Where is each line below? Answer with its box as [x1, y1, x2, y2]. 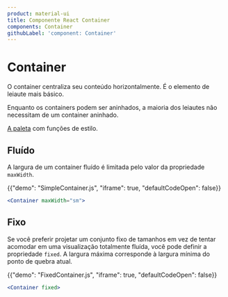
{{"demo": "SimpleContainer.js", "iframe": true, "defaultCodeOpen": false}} [7, 184, 221, 192]
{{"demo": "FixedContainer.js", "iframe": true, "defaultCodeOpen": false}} [7, 271, 218, 279]
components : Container [7, 23, 73, 30]
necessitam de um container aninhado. [7, 111, 119, 119]
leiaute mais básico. [7, 90, 65, 98]
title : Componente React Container [7, 17, 111, 24]
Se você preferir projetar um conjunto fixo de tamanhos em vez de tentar [7, 234, 216, 243]
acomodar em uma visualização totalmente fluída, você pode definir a [7, 242, 207, 250]
